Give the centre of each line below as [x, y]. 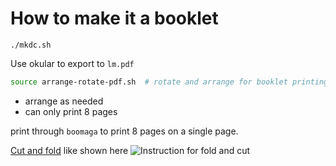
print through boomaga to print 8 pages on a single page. [124, 131]
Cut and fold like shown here [69, 150]
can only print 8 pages [71, 111]
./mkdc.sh [31, 45]
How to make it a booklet [114, 18]
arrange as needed [64, 101]
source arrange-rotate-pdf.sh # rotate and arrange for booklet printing [169, 82]
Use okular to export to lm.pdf [72, 63]
